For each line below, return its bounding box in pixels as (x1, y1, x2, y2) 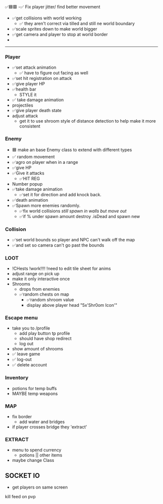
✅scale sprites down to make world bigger (12, 26, 98, 31)
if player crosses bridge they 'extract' (12, 424, 87, 430)
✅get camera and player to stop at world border (12, 31, 108, 37)
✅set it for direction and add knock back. (19, 191, 102, 197)
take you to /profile (12, 325, 50, 331)
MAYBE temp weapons (12, 391, 58, 396)
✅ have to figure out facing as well (19, 70, 88, 76)
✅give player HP (12, 81, 45, 87)
